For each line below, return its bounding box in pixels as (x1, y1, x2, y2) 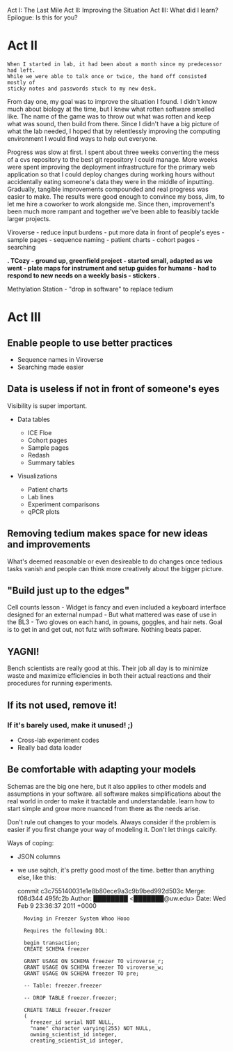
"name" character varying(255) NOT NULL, (30, 1024, 152, 1031)
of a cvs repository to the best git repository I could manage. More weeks (7, 155, 218, 163)
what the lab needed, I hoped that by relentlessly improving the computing (7, 127, 220, 135)
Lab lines (27, 492, 54, 501)
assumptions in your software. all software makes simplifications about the (7, 789, 221, 798)
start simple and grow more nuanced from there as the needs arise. (7, 804, 200, 812)
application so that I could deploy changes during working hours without (7, 170, 215, 179)
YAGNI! (7, 645, 40, 658)
